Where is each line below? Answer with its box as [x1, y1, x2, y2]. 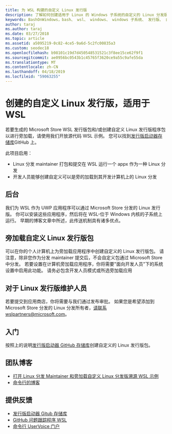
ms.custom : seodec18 [5, 45, 50, 51]
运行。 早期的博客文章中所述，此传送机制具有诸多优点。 [5, 217, 123, 223]
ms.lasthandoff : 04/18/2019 [5, 70, 66, 75]
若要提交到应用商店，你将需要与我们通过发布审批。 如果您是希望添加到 [5, 299, 155, 305]
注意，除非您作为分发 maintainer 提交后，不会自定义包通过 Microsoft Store [5, 255, 163, 261]
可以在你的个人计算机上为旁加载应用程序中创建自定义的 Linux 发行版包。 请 [5, 248, 164, 255]
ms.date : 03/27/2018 [5, 31, 50, 36]
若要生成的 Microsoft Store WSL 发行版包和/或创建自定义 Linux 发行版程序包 [5, 126, 166, 132]
